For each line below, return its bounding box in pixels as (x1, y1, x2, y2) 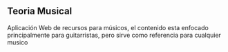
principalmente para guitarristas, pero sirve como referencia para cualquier (7, 31, 221, 39)
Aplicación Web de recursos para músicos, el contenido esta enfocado (7, 23, 209, 31)
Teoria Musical (7, 5, 73, 17)
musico (7, 38, 28, 47)
